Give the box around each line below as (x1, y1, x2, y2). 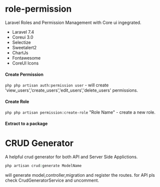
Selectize (12, 39, 31, 45)
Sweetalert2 (12, 44, 37, 50)
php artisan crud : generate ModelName (5, 163, 82, 168)
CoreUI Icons (12, 60, 39, 66)
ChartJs (12, 50, 28, 56)
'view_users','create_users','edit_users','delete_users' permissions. (5, 87, 138, 93)
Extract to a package (5, 121, 48, 126)
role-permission (5, 3, 72, 15)
